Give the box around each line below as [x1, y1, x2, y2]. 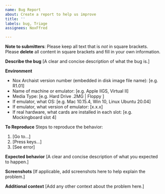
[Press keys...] [12, 139, 42, 145]
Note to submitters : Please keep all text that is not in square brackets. [5, 44, 149, 49]
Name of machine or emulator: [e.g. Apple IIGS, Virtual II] [12, 88, 129, 94]
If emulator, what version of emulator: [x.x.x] [12, 104, 103, 110]
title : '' [5, 16, 26, 21]
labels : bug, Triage [5, 21, 48, 26]
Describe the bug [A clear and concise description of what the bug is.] [5, 58, 150, 64]
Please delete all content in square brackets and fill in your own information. [5, 49, 161, 55]
